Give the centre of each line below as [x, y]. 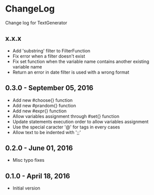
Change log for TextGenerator [36, 23]
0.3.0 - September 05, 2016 [49, 88]
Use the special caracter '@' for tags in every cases [66, 127]
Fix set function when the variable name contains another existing [81, 61]
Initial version [26, 188]
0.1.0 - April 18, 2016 [38, 176]
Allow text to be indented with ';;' [47, 132]
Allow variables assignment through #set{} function [66, 116]
